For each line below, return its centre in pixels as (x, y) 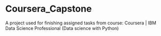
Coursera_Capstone (49, 9)
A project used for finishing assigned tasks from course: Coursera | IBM (81, 23)
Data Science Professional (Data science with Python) (62, 28)
